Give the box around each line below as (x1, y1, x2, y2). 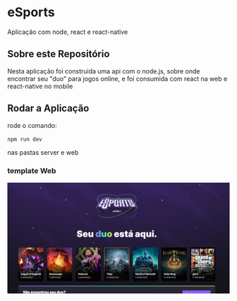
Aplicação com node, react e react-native (7, 28, 128, 36)
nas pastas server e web (7, 148, 79, 157)
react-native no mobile (7, 82, 73, 90)
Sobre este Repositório (7, 48, 110, 60)
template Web (7, 166, 56, 176)
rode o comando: (7, 121, 58, 129)
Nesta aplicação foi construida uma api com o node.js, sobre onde (7, 66, 200, 75)
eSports (7, 4, 55, 20)
